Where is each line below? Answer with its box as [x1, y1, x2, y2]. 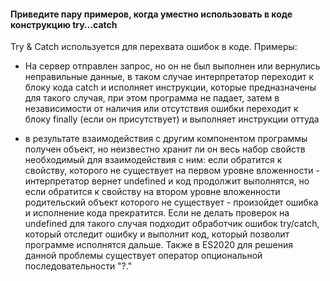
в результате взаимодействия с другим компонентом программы [24, 133, 308, 145]
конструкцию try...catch [10, 18, 118, 30]
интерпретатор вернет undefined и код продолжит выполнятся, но [24, 175, 310, 187]
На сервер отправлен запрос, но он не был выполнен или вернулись [24, 60, 321, 72]
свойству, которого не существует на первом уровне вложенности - [24, 165, 320, 177]
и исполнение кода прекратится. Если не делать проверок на [24, 207, 290, 219]
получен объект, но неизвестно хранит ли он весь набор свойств [24, 143, 306, 155]
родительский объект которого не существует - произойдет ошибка [24, 196, 319, 209]
